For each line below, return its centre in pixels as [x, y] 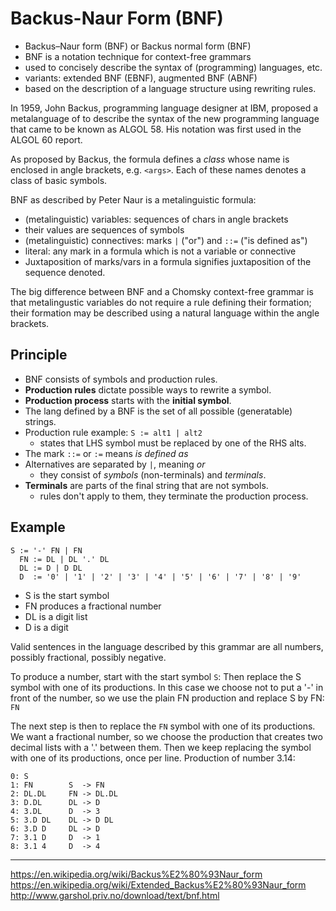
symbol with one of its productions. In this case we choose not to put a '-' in [167, 687]
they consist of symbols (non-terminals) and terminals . [153, 474]
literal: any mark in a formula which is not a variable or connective [160, 251]
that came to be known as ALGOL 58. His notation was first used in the [156, 129]
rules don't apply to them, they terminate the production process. [174, 496]
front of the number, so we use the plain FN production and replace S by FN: [167, 698]
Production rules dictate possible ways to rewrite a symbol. [148, 389]
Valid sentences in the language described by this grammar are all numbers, [167, 646]
